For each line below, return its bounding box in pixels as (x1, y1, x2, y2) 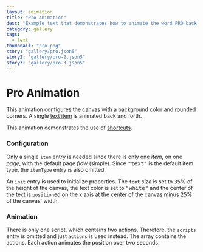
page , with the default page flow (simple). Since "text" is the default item (6, 159, 194, 167)
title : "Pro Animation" (6, 15, 67, 21)
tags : (6, 32, 20, 38)
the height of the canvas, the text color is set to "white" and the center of (6, 184, 193, 191)
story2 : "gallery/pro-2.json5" (6, 54, 86, 60)
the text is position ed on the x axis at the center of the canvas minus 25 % (6, 191, 193, 198)
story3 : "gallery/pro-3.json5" (6, 60, 86, 66)
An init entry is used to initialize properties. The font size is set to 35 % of (6, 177, 193, 185)
